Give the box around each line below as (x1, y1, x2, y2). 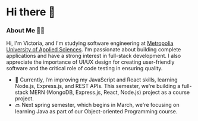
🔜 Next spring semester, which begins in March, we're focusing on (14, 102, 180, 109)
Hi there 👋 (6, 5, 55, 19)
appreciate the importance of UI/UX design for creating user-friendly (6, 58, 175, 66)
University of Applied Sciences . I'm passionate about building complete (6, 46, 181, 53)
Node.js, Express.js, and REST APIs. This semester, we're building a (14, 83, 181, 90)
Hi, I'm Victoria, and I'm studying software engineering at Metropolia (6, 40, 174, 47)
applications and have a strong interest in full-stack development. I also (6, 53, 181, 60)
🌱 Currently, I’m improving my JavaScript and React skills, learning (14, 76, 178, 83)
